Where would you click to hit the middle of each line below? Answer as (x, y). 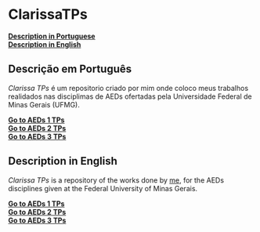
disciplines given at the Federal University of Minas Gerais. (103, 188)
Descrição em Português (70, 69)
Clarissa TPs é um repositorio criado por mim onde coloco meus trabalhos (128, 88)
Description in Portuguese (52, 36)
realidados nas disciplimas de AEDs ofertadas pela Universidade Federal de (130, 96)
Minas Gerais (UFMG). (44, 104)
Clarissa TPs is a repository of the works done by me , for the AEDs (116, 180)
